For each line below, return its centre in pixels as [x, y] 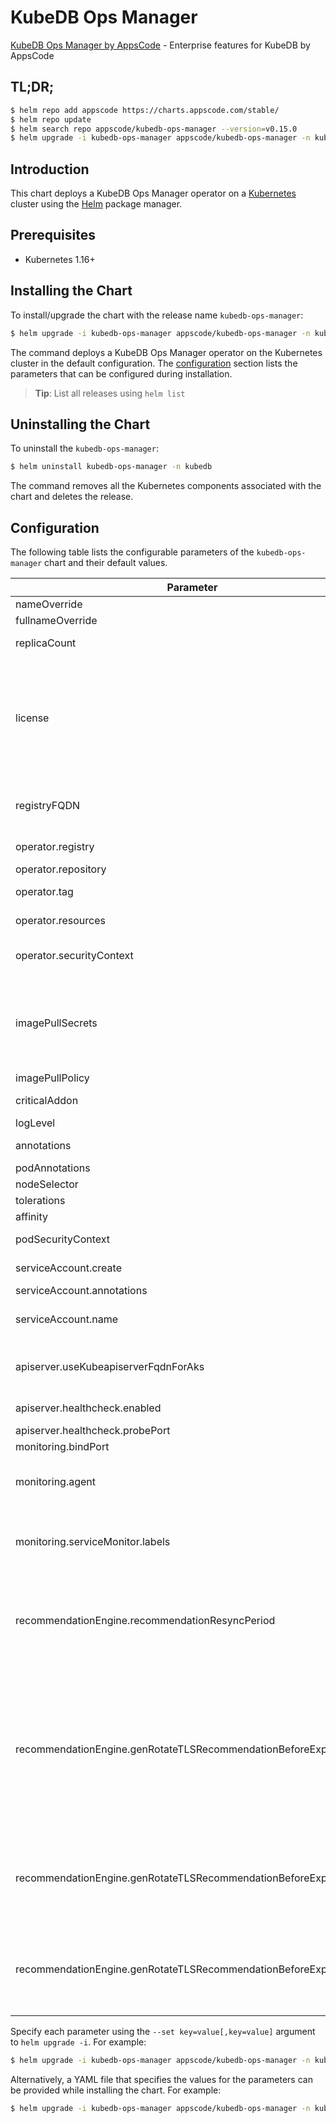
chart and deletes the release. [72, 497]
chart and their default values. [106, 563]
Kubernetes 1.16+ [60, 259]
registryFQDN [48, 806]
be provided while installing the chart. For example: [116, 2090]
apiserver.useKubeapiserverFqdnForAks [110, 1367]
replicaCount [46, 643]
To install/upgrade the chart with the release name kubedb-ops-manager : [157, 315]
